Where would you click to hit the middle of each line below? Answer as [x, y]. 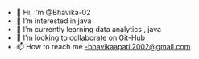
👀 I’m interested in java [54, 21]
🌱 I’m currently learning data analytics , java [89, 29]
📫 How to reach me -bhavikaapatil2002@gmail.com [103, 47]
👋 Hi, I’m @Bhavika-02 [53, 12]
